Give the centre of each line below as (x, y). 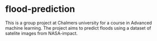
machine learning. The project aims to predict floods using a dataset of (78, 28)
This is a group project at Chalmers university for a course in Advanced (79, 23)
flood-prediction (40, 9)
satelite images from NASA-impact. (41, 33)
